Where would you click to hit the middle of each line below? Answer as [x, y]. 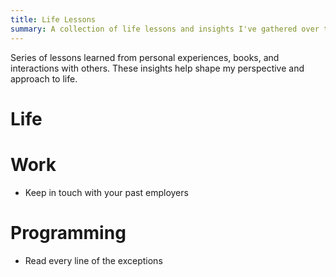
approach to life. [44, 78]
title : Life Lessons [53, 19]
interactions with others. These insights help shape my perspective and [157, 68]
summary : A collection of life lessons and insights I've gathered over [165, 29]
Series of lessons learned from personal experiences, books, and [145, 57]
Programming [68, 232]
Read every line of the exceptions [93, 260]
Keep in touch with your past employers [106, 192]
